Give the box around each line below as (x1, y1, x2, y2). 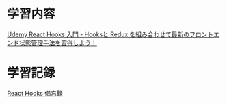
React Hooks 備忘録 (7, 89, 63, 97)
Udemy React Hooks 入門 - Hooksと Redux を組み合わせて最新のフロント (7, 30, 214, 38)
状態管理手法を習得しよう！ (18, 38, 97, 47)
